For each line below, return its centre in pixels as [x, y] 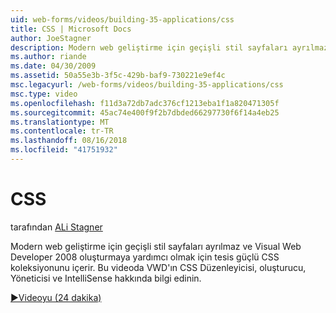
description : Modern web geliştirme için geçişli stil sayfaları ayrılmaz [169, 47]
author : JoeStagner [51, 38]
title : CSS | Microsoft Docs [71, 29]
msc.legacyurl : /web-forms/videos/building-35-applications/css [147, 85]
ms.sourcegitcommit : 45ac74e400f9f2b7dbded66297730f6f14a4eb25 [145, 112]
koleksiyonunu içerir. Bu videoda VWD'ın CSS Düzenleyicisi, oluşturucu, [158, 267]
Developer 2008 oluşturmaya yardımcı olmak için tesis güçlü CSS [145, 257]
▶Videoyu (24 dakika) [56, 297]
